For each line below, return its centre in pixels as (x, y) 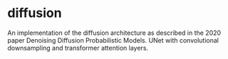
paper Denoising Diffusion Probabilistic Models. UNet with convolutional (113, 40)
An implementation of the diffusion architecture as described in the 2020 (114, 33)
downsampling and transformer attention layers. (78, 48)
